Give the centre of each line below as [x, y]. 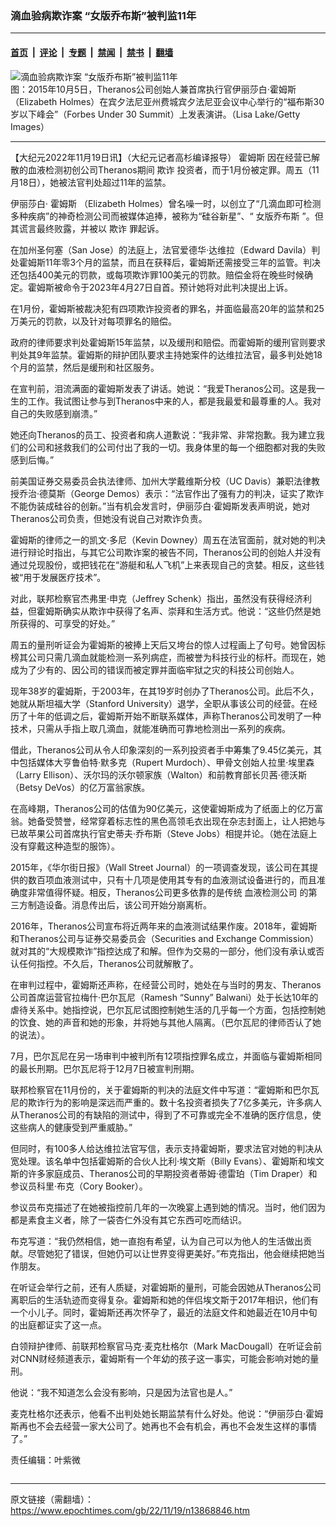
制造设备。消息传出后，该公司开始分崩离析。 [119, 904]
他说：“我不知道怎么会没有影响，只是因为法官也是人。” [121, 1392]
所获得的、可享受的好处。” [63, 623]
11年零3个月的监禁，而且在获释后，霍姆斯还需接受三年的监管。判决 [183, 262]
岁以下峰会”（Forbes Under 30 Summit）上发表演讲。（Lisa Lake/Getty [155, 114]
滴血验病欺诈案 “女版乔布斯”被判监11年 [103, 15]
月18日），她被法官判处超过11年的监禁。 [91, 182]
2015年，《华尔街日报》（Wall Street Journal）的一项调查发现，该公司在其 [160, 867]
